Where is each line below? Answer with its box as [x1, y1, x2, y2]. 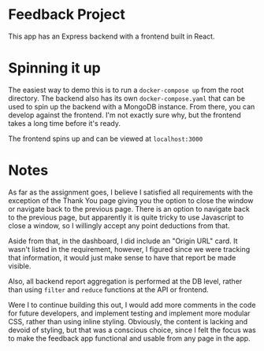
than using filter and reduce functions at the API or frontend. [8, 285, 209, 294]
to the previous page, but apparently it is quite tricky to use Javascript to [8, 212, 244, 222]
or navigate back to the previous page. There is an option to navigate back [8, 204, 250, 213]
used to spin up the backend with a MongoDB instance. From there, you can [8, 102, 255, 111]
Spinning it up [8, 59, 101, 77]
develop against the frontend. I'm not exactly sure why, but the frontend [8, 110, 242, 120]
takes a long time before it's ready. [8, 118, 121, 127]
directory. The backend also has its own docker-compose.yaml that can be [8, 93, 246, 103]
